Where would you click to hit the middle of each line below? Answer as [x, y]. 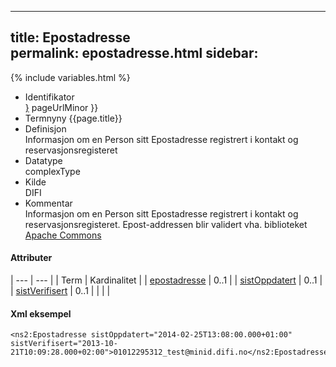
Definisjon [45, 128]
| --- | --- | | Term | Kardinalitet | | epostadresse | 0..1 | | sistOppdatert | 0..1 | [166, 280]
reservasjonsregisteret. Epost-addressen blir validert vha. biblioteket [166, 224]
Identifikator [49, 97]
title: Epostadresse [70, 37]
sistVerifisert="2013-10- [64, 344]
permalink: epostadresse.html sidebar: [134, 53]
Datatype [43, 160]
